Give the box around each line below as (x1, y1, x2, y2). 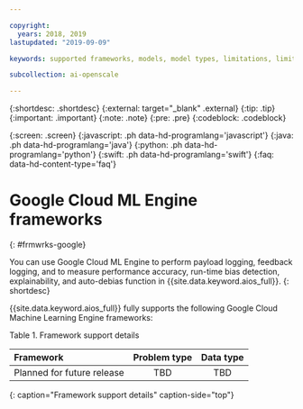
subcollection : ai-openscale (9, 70, 119, 79)
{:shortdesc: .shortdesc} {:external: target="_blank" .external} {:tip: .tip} (9, 103, 276, 114)
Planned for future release (14, 367, 124, 379)
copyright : (9, 21, 50, 30)
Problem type (133, 351, 193, 364)
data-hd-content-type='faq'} (9, 159, 117, 169)
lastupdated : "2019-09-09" (9, 38, 111, 47)
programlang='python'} (9, 150, 96, 160)
